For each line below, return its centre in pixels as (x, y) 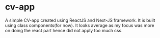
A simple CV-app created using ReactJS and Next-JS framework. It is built (80, 20)
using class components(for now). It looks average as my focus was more (80, 25)
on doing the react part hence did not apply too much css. (64, 30)
